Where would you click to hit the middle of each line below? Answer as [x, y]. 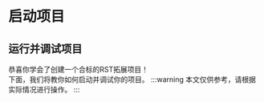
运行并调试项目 [45, 49]
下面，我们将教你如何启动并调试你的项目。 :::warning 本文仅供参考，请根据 [132, 80]
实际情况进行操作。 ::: [44, 90]
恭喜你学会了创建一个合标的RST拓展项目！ [78, 69]
